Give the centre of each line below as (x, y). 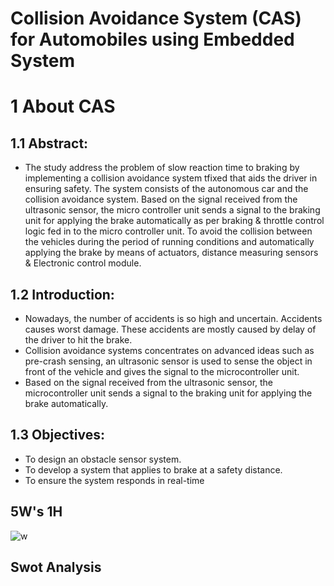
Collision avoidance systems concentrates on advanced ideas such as (169, 350)
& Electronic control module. (83, 263)
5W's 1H (36, 512)
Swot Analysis (56, 567)
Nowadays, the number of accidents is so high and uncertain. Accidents (173, 318)
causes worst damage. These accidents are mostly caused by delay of (170, 329)
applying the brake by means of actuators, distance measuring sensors (171, 253)
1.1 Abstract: (49, 143)
